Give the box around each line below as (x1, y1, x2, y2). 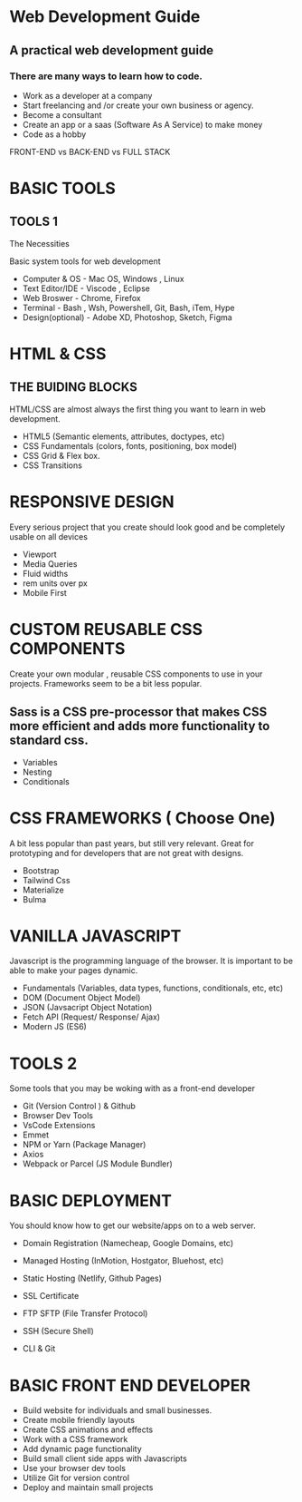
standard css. (9, 733, 89, 748)
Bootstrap (22, 864, 60, 876)
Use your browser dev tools (22, 1463, 127, 1474)
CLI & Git (22, 1343, 56, 1354)
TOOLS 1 (9, 214, 59, 229)
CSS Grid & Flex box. (22, 450, 101, 461)
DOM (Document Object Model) (22, 992, 141, 1003)
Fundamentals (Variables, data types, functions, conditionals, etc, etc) (22, 982, 283, 994)
